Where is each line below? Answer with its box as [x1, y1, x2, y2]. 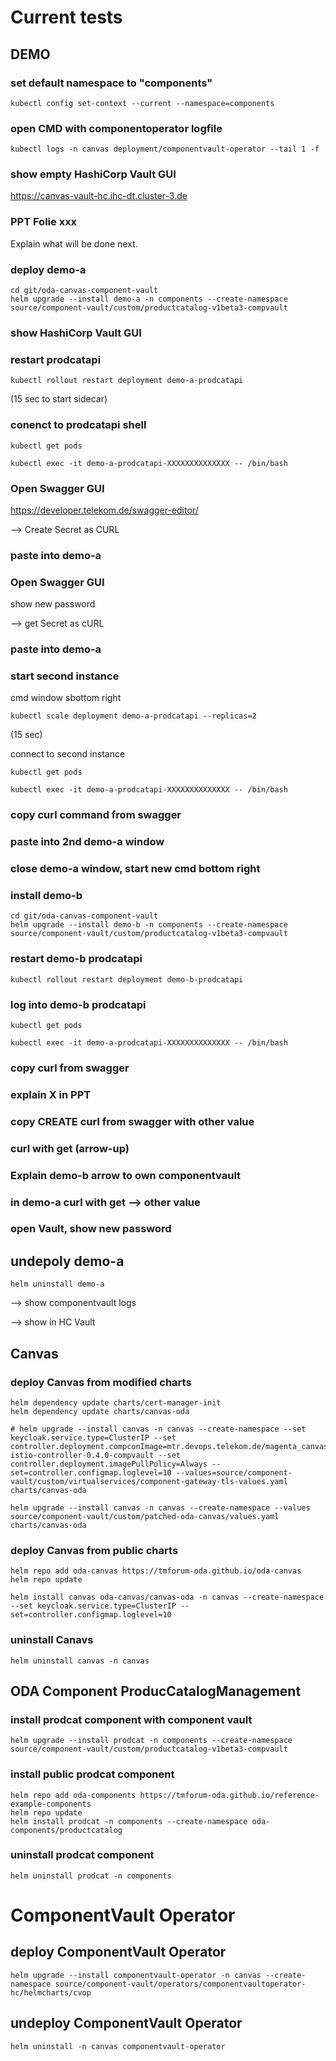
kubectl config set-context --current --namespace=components [10, 98, 275, 108]
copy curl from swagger [10, 1061, 130, 1075]
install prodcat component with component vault [10, 1712, 253, 1726]
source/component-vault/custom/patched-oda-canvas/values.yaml [10, 1511, 280, 1521]
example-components [10, 1799, 92, 1809]
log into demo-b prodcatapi [10, 997, 147, 1011]
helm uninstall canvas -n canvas [10, 1656, 150, 1666]
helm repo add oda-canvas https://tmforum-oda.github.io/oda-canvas [10, 1566, 302, 1576]
